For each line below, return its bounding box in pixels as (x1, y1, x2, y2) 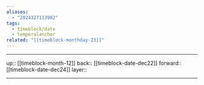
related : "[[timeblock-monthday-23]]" (6, 37, 104, 43)
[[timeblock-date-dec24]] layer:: (6, 66, 87, 73)
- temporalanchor (12, 32, 56, 38)
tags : (6, 20, 20, 26)
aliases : (6, 8, 29, 15)
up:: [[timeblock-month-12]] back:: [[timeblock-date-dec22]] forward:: (6, 59, 182, 67)
